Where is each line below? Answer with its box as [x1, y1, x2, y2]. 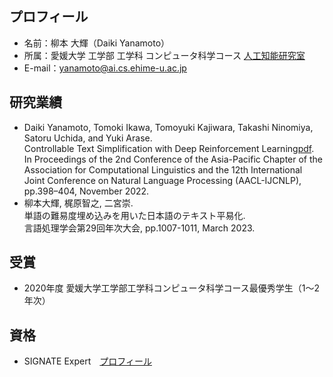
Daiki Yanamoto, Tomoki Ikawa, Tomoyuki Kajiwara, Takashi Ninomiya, [23, 121, 314, 133]
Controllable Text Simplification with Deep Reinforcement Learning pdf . [23, 142, 315, 154]
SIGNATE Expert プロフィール [23, 355, 152, 367]
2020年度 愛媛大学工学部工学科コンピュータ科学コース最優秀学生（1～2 [23, 282, 321, 294]
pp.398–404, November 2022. [23, 185, 150, 197]
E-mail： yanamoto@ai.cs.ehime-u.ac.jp [23, 62, 187, 74]
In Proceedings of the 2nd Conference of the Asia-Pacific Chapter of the [23, 153, 323, 165]
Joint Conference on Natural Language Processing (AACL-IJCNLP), [23, 174, 302, 186]
